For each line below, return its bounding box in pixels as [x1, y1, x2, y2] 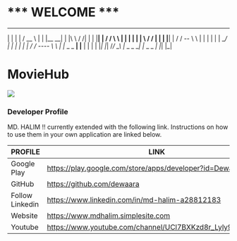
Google [11, 159, 35, 169]
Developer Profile [7, 106, 68, 116]
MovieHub [7, 66, 69, 82]
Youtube [11, 223, 39, 233]
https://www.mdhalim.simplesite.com [47, 211, 171, 221]
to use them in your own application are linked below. [7, 130, 162, 139]
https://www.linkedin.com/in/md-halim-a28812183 [47, 195, 221, 205]
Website [11, 211, 38, 221]
